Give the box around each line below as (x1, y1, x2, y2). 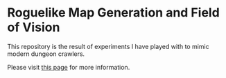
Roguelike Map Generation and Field (7, 5, 220, 21)
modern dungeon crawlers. (7, 50, 85, 58)
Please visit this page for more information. (7, 63, 130, 71)
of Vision (7, 19, 60, 35)
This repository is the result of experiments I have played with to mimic (7, 42, 209, 50)
